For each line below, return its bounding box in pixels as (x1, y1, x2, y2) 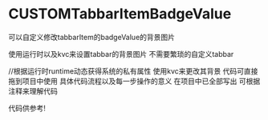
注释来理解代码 (8, 86, 58, 96)
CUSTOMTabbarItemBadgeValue (8, 5, 232, 23)
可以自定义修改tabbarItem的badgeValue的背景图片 (8, 32, 175, 42)
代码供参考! (8, 103, 47, 113)
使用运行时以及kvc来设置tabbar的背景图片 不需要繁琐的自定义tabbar (8, 49, 234, 58)
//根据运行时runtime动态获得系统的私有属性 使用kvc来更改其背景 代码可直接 (8, 66, 258, 76)
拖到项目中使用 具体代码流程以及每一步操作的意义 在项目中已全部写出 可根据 (8, 76, 261, 86)
